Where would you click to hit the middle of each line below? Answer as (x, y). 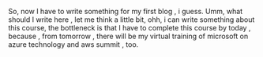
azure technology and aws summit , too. (73, 45)
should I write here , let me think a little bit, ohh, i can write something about (131, 20)
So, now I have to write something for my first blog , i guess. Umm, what (126, 11)
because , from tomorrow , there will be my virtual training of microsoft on (128, 36)
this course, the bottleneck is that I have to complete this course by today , (130, 28)
